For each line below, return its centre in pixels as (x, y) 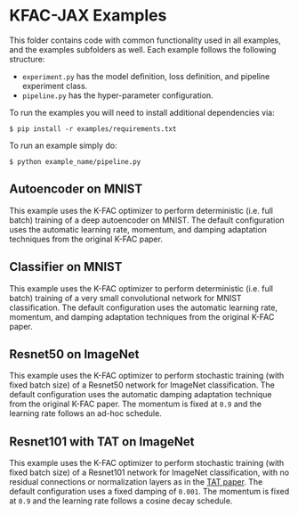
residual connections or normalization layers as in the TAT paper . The (136, 482)
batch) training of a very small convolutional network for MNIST (125, 298)
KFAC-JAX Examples (88, 16)
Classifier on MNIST (66, 267)
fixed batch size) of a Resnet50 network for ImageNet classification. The (142, 385)
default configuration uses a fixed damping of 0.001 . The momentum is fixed (149, 492)
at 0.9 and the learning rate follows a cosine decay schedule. (121, 501)
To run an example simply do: (63, 145)
